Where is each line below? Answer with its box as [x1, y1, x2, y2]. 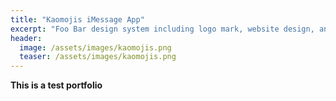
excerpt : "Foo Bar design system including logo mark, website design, [10, 24, 315, 34]
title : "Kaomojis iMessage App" [10, 14, 145, 25]
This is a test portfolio [10, 79, 103, 91]
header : [10, 33, 43, 43]
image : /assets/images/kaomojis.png [19, 42, 172, 53]
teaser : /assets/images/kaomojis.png [19, 52, 177, 62]
